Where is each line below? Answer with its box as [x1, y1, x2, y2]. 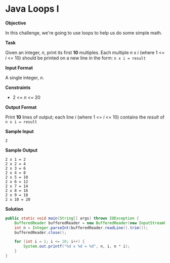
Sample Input [5, 128, 34, 134]
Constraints [5, 84, 31, 91]
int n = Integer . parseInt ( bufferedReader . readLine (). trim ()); [14, 225, 148, 230]
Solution [5, 206, 24, 212]
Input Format [5, 65, 33, 71]
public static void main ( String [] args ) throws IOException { [5, 216, 139, 221]
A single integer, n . [5, 74, 45, 80]
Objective [5, 20, 26, 26]
